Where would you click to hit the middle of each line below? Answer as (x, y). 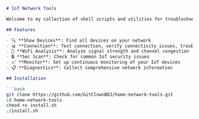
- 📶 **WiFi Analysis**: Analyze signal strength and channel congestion (98, 51)
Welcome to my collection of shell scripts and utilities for (84, 19)
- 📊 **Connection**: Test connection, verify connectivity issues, (92, 46)
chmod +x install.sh (32, 105)
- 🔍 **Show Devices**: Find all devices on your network (78, 40)
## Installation (26, 78)
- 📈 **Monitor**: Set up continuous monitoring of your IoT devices (93, 62)
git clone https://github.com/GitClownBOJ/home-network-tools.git (90, 94)
